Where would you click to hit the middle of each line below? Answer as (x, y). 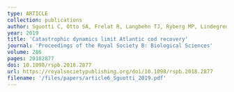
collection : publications (45, 20)
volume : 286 (24, 53)
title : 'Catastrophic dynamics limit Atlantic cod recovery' (98, 39)
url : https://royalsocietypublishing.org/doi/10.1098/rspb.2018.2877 (110, 71)
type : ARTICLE (28, 13)
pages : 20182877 (31, 59)
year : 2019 (23, 33)
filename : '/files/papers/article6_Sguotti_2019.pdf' (87, 78)
